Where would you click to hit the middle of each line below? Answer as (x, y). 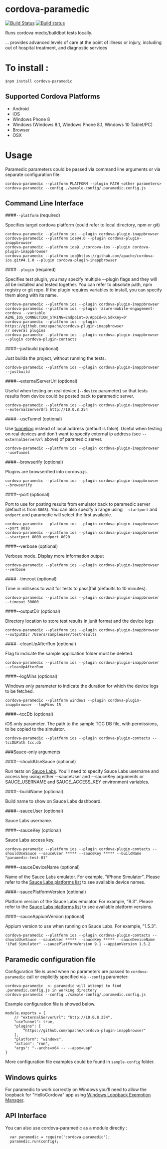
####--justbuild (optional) (32, 349)
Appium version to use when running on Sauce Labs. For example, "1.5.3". (81, 926)
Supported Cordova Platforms (53, 97)
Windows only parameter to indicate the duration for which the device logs (82, 686)
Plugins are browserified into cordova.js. (47, 472)
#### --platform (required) (33, 215)
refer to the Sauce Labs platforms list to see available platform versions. (79, 907)
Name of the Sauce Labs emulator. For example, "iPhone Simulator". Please (83, 877)
